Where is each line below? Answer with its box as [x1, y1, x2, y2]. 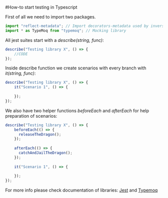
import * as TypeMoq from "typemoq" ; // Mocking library [5, 28, 126, 33]
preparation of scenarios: [5, 113, 57, 119]
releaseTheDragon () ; [18, 132, 61, 137]
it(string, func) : [5, 70, 36, 76]
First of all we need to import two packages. [5, 14, 96, 19]
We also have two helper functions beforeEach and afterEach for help [5, 107, 149, 114]
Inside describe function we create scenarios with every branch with [5, 65, 146, 71]
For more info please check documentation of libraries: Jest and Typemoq [5, 187, 158, 194]
